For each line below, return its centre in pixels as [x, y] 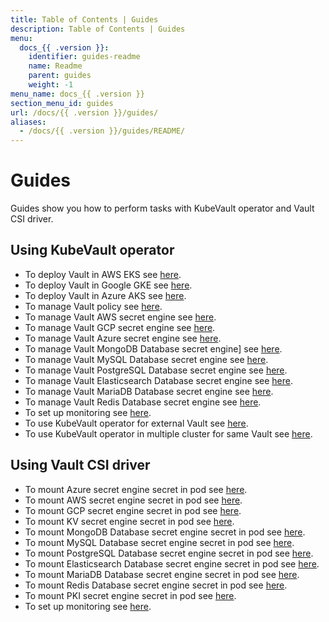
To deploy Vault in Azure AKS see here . [105, 295]
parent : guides [60, 76]
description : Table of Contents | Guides [98, 29]
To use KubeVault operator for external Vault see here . [136, 423]
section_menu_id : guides [62, 103]
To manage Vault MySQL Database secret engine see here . [146, 359]
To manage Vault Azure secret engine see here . [123, 338]
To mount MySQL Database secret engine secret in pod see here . [159, 542]
